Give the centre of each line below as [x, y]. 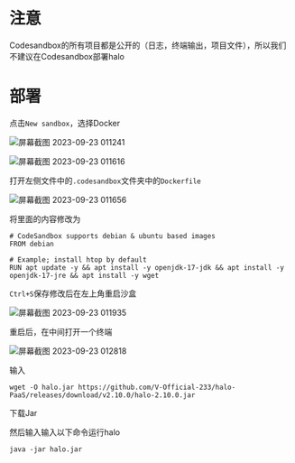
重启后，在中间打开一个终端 [61, 331]
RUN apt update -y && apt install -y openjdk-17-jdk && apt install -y [147, 267]
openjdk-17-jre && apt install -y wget [84, 275]
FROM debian [32, 244]
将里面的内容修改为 [45, 218]
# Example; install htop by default [78, 259]
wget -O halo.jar [42, 387]
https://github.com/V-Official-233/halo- [157, 387]
